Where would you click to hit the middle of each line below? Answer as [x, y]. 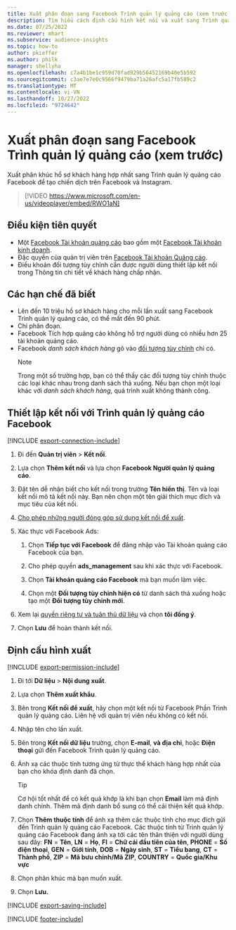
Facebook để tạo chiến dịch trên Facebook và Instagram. [90, 182]
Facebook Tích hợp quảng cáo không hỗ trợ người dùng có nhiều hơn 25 [122, 333]
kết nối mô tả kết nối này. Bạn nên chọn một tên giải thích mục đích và [119, 497]
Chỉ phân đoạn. [39, 326]
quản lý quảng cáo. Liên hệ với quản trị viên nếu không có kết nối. [113, 715]
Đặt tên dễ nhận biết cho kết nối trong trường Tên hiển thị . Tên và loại [118, 489]
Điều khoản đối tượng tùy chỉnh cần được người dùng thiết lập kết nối [117, 265]
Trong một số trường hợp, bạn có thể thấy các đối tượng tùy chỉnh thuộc [122, 376]
